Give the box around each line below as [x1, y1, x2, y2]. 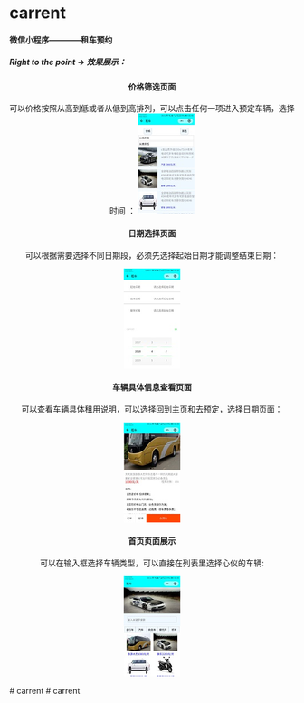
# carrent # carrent [9, 685, 81, 696]
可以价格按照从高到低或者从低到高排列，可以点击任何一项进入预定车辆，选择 [9, 103, 295, 114]
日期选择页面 [128, 227, 176, 238]
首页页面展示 [128, 536, 176, 546]
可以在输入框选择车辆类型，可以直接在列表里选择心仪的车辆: [39, 557, 265, 568]
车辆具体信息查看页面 [112, 382, 192, 393]
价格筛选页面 [128, 81, 176, 92]
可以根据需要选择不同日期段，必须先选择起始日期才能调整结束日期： [25, 250, 279, 261]
